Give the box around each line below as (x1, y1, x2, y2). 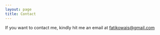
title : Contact (5, 12, 36, 16)
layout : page (5, 7, 32, 12)
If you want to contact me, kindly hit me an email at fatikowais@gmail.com (5, 24, 155, 30)
